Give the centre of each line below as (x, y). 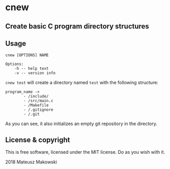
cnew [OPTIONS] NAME (27, 55)
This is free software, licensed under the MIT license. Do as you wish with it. (85, 152)
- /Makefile (36, 105)
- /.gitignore (38, 110)
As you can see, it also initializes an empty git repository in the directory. (81, 124)
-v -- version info (35, 73)
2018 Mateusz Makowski (31, 162)
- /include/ (36, 96)
